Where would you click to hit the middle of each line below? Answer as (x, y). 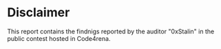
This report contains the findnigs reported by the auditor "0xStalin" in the (111, 31)
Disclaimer (39, 13)
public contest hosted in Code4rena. (59, 38)
